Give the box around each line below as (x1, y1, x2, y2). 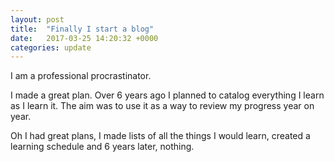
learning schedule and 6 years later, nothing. (10, 141, 195, 153)
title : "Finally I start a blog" (10, 24, 155, 34)
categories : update (10, 42, 92, 53)
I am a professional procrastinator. (10, 70, 152, 82)
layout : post (10, 14, 65, 25)
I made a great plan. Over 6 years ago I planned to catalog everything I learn (10, 89, 325, 101)
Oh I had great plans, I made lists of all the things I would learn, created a (10, 130, 311, 142)
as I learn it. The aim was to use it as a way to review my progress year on (10, 100, 315, 112)
